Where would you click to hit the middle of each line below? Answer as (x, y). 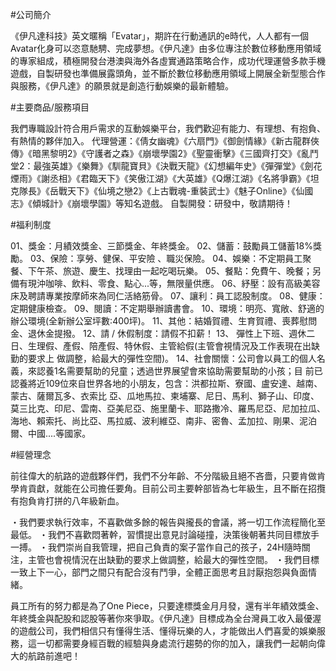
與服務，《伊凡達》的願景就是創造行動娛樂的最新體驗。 (122, 86)
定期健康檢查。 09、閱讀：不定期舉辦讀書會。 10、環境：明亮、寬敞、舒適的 (167, 308)
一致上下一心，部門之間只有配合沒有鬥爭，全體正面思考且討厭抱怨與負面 (159, 572)
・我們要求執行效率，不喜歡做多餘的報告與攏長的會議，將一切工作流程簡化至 (168, 522)
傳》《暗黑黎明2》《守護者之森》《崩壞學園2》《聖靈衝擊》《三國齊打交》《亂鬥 (165, 153)
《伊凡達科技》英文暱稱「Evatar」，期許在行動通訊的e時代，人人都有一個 (160, 36)
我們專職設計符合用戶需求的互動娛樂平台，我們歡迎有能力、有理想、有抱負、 (168, 128)
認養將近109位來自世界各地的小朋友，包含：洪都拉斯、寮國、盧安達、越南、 (166, 383)
